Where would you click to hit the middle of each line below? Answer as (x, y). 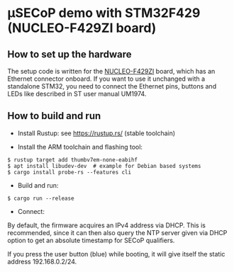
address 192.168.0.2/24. (42, 261)
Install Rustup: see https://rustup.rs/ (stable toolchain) (96, 133)
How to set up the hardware (70, 54)
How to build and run (54, 116)
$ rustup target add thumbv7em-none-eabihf (73, 160)
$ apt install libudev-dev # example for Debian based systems (104, 166)
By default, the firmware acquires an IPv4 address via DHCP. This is (106, 225)
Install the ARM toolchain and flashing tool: (80, 147)
